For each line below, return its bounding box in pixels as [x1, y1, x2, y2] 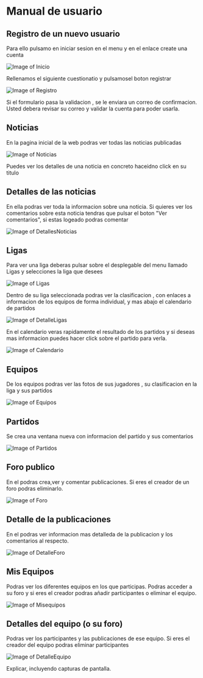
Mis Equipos [6, 566, 54, 577]
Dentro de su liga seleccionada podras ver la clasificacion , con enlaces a [6, 292, 191, 299]
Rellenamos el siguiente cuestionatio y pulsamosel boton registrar [6, 75, 172, 82]
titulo [6, 169, 20, 176]
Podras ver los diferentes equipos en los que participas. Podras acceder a [6, 583, 193, 590]
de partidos [6, 305, 35, 312]
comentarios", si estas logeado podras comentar [6, 215, 129, 223]
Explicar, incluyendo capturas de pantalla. [6, 665, 112, 673]
